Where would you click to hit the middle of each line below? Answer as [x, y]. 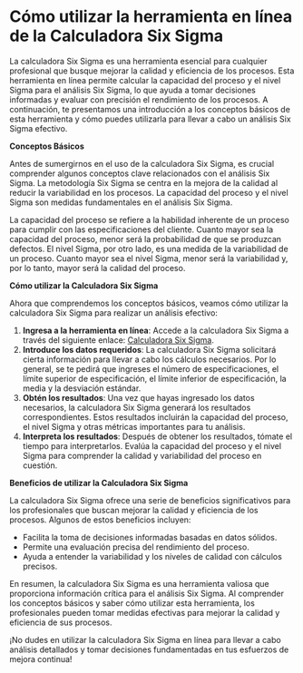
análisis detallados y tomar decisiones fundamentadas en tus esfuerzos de [149, 649]
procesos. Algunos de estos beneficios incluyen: [100, 520]
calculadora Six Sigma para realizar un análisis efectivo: [113, 312]
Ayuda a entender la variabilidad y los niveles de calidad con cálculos [152, 556]
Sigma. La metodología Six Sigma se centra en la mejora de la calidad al [144, 182]
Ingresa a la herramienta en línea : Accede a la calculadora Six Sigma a [156, 330]
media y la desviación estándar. [82, 388]
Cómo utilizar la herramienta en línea [151, 17]
